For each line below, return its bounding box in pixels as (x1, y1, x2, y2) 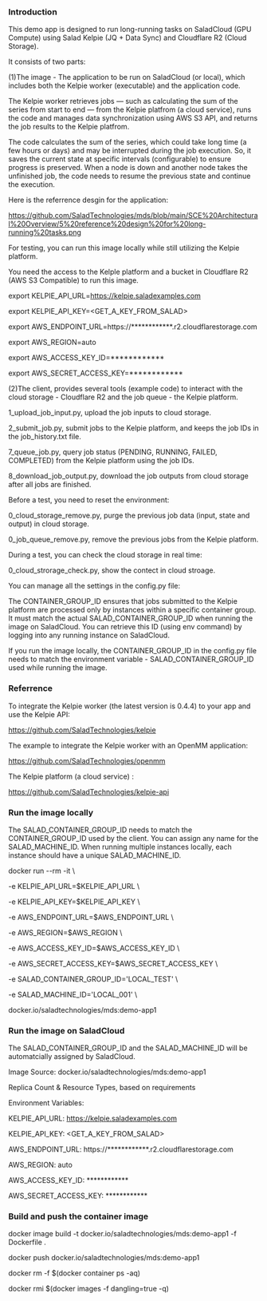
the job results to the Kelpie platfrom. (8, 122, 130, 132)
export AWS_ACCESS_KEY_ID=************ (8, 353, 165, 363)
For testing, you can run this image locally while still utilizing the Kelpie (8, 243, 240, 253)
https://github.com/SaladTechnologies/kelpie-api (8, 787, 170, 796)
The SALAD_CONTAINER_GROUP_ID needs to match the (8, 825, 193, 835)
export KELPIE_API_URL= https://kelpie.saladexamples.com (8, 291, 201, 301)
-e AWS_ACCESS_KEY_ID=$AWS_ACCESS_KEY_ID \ (8, 943, 180, 953)
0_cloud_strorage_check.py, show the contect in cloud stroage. (8, 565, 216, 575)
